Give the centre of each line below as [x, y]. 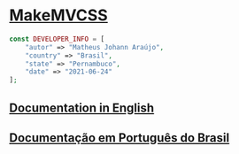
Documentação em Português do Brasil [119, 138]
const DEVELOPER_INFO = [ [57, 39]
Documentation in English [82, 108]
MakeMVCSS [58, 15]
